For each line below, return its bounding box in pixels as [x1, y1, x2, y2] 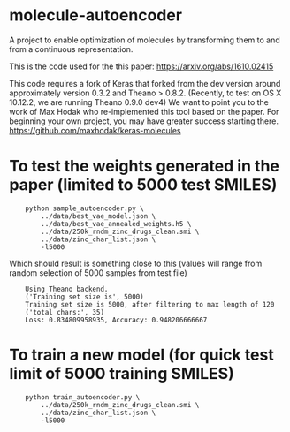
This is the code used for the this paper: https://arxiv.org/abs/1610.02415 [9, 61, 274, 72]
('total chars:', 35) [25, 307, 104, 316]
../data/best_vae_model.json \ [41, 211, 156, 221]
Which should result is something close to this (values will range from [9, 258, 263, 269]
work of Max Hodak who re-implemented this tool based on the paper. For [9, 106, 279, 117]
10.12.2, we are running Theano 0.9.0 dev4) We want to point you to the [9, 96, 270, 107]
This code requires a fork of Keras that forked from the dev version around [9, 78, 281, 88]
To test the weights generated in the [9, 156, 280, 177]
